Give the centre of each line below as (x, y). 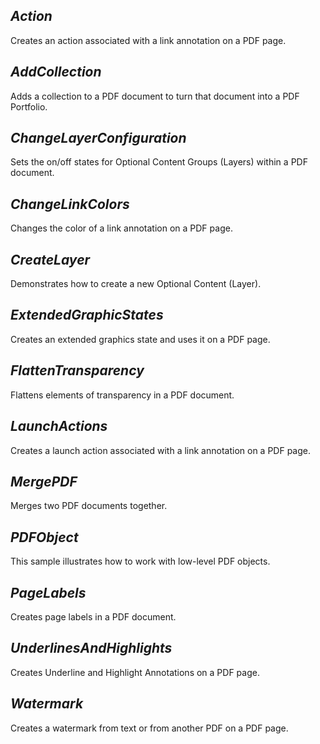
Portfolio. (29, 106)
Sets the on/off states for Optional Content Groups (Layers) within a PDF (159, 162)
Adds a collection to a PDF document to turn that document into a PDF (155, 96)
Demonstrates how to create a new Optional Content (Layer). (136, 284)
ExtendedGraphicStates (87, 315)
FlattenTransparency (77, 370)
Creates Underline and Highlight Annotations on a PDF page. (135, 672)
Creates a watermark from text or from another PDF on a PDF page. (149, 728)
